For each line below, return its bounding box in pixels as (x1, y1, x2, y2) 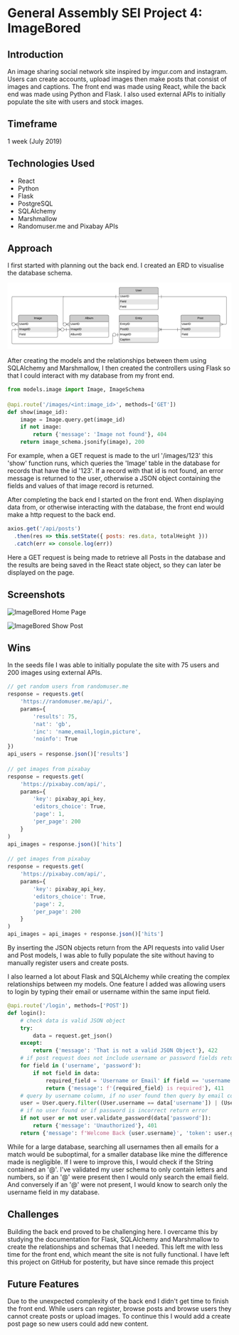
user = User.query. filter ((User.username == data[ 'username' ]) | (20, 1100, 218, 1107)
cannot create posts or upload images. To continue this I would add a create (7, 1312, 230, 1321)
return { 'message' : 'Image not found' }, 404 (33, 431, 167, 438)
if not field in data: (33, 1069, 100, 1077)
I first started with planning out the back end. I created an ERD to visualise (7, 261, 224, 270)
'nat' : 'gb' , (33, 720, 72, 728)
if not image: (20, 423, 62, 431)
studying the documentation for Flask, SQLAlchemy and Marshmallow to (7, 1235, 220, 1243)
